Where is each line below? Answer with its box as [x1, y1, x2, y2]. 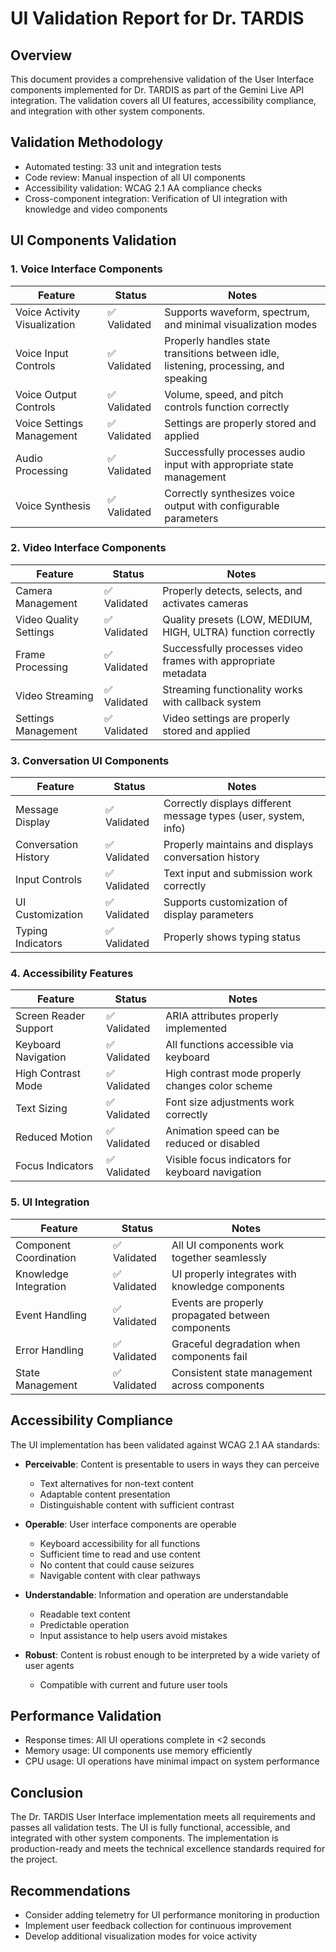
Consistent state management [171, 1365, 313, 1379]
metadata [162, 666, 207, 680]
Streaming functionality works [162, 682, 303, 696]
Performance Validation [10, 1707, 162, 1724]
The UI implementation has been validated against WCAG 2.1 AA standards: [10, 1438, 320, 1451]
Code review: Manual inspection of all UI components [24, 171, 246, 183]
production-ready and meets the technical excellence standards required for [10, 1843, 326, 1855]
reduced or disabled [165, 1137, 260, 1151]
